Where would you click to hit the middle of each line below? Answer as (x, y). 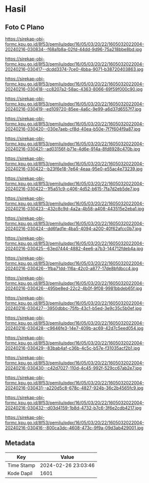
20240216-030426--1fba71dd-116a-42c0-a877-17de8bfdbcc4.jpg (72, 268)
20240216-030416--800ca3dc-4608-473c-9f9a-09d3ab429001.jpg (74, 428)
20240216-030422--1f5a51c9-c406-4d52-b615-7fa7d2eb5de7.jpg (72, 189)
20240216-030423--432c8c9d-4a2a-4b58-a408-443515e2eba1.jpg (74, 209)
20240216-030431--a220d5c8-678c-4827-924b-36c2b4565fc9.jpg (74, 388)
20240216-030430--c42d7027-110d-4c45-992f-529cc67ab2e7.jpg (73, 368)
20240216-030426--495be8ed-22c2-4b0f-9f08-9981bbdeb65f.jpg (74, 288)
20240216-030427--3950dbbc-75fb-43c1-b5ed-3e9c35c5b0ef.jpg (73, 308)
